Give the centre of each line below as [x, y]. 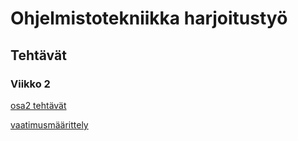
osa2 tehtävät [38, 105]
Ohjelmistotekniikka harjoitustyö [149, 18]
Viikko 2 [30, 84]
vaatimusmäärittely [49, 124]
